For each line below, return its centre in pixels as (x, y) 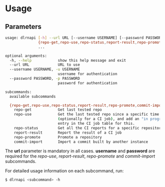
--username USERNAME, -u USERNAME (45, 70)
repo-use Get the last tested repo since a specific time (87, 115)
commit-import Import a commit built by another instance (81, 142)
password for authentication (88, 83)
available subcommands (33, 96)
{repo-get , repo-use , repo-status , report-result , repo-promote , (73, 105)
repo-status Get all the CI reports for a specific (77, 128)
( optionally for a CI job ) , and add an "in (103, 119)
